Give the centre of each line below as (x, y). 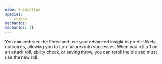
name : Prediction (23, 10)
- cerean (18, 19)
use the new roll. (22, 57)
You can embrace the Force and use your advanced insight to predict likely (81, 42)
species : (14, 14)
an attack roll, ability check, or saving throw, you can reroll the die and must (81, 52)
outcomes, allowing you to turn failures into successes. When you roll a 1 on (81, 47)
